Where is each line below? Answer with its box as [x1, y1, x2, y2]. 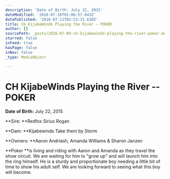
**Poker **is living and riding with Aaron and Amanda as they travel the [5, 148, 155, 154]
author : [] [5, 26, 28, 31]
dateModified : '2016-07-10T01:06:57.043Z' [5, 12, 96, 17]
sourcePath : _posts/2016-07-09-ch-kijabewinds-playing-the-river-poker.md [5, 31, 166, 36]
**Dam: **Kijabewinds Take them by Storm [5, 128, 98, 134]
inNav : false [5, 50, 33, 55]
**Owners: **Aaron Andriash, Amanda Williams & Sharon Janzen [5, 138, 143, 144]
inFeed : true [5, 41, 33, 46]
